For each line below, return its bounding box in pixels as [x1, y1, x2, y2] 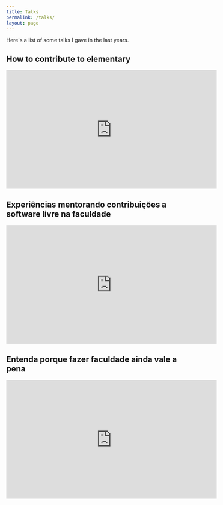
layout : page [6, 20, 39, 26]
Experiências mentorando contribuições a [6, 199, 167, 209]
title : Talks [6, 8, 39, 15]
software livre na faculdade [6, 209, 111, 219]
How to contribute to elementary [6, 54, 131, 64]
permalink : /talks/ [6, 14, 55, 20]
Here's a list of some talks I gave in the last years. [6, 37, 129, 44]
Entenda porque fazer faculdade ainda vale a [6, 355, 177, 365]
